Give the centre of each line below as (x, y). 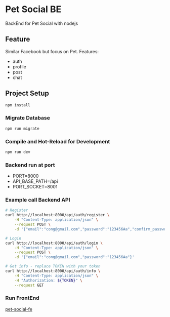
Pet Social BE (33, 9)
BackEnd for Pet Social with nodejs (42, 23)
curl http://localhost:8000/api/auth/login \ (54, 243)
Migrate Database (28, 118)
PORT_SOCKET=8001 (35, 187)
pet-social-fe (19, 309)
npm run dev (18, 152)
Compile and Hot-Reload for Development (58, 141)
